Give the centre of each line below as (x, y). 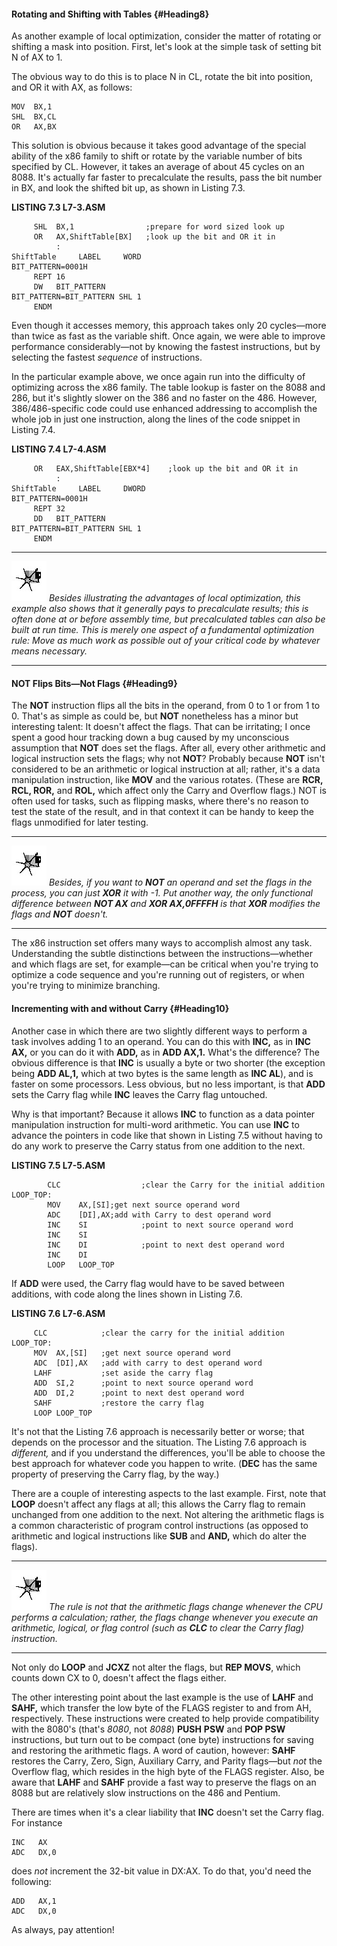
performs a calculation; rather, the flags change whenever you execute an (165, 1617)
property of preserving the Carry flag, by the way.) (115, 1474)
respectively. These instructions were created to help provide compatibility (165, 1718)
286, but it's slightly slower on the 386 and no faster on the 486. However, (164, 398)
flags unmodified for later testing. (80, 822)
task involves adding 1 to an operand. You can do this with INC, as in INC (161, 1041)
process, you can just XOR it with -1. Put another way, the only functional (162, 893)
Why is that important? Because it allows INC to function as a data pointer (163, 1114)
